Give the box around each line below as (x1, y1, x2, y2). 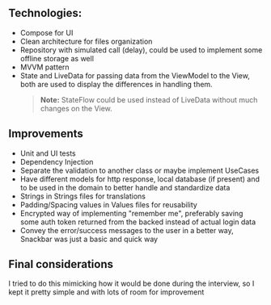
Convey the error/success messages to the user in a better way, (19, 225, 235, 235)
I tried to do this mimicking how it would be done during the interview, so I (8, 278, 255, 289)
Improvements (8, 127, 83, 140)
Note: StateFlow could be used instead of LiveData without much (40, 94, 258, 104)
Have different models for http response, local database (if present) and (19, 173, 260, 184)
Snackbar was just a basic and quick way (19, 234, 159, 244)
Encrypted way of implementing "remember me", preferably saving (19, 208, 243, 218)
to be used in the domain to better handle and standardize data (19, 182, 231, 192)
